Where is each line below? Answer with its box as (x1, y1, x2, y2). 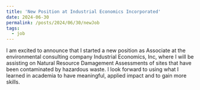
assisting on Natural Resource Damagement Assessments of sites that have (6, 60, 192, 67)
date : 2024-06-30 (6, 14, 49, 20)
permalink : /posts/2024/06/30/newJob (6, 20, 100, 25)
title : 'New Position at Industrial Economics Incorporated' (6, 8, 161, 15)
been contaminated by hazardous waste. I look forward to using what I (6, 66, 179, 73)
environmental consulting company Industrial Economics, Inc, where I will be (6, 53, 194, 60)
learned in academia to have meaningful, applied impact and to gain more (6, 72, 187, 79)
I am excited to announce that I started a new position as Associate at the (6, 47, 186, 54)
